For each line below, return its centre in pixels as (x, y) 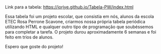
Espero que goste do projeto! (34, 46)
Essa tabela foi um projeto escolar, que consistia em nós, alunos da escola (80, 16)
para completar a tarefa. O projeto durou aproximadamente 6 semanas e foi (81, 32)
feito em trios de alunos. (29, 37)
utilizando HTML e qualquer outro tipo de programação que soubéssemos (79, 27)
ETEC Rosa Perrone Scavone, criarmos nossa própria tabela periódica (75, 22)
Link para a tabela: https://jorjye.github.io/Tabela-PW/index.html (69, 7)
